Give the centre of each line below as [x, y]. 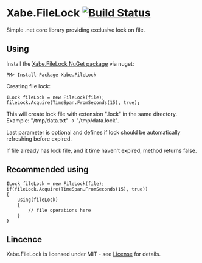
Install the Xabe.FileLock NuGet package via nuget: [70, 63]
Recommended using [48, 170]
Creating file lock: [28, 86]
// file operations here [60, 210]
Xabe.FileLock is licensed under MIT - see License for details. [84, 254]
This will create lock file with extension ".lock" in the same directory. [92, 114]
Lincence [24, 240]
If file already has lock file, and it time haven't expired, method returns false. [102, 150]
